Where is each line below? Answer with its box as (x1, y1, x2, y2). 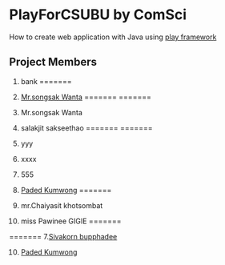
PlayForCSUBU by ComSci (9, 6, 187, 24)
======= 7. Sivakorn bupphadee (9, 231, 118, 241)
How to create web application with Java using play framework (9, 32, 217, 42)
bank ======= (20, 76, 73, 86)
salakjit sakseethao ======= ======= (20, 122, 153, 133)
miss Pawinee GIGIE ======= (20, 216, 122, 226)
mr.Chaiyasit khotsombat (20, 200, 103, 210)
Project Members (9, 55, 98, 69)
